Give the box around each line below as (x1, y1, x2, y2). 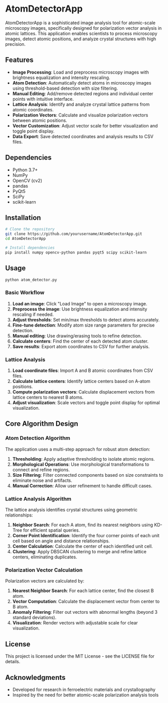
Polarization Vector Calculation (5, 566, 83, 573)
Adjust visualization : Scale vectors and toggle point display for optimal (12, 400, 160, 406)
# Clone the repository (5, 227, 55, 232)
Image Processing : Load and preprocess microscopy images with (12, 69, 149, 75)
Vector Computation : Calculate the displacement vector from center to (12, 598, 160, 605)
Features (5, 56, 34, 65)
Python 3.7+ (12, 167, 38, 173)
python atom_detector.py (5, 277, 57, 282)
